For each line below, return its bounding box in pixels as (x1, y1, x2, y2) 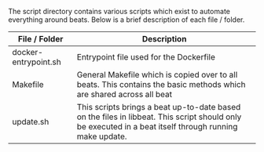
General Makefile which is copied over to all (76, 70, 238, 80)
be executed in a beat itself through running (76, 121, 238, 132)
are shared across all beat (76, 89, 173, 100)
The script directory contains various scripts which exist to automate (8, 7, 230, 16)
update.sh (12, 117, 49, 127)
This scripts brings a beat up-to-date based (76, 102, 241, 112)
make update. (76, 131, 127, 142)
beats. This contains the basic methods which (76, 79, 246, 89)
